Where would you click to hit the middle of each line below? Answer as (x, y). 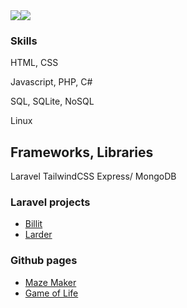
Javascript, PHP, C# (51, 82)
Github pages (44, 261)
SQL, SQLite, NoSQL (52, 101)
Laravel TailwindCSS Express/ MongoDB (93, 176)
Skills (24, 41)
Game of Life (51, 293)
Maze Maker (50, 282)
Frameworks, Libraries (82, 152)
